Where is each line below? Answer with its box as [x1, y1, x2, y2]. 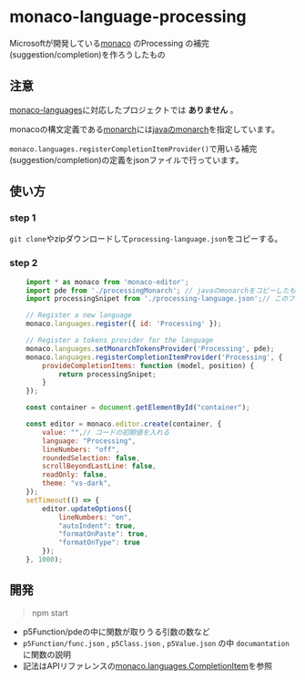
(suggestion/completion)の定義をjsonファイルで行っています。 [9, 154, 244, 165]
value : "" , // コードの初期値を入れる [42, 428, 170, 437]
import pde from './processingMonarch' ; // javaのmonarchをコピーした [25, 285, 290, 295]
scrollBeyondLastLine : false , [42, 462, 157, 471]
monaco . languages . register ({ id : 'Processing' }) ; [25, 319, 222, 329]
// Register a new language [25, 311, 132, 320]
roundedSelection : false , [42, 453, 141, 462]
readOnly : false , [42, 470, 107, 479]
